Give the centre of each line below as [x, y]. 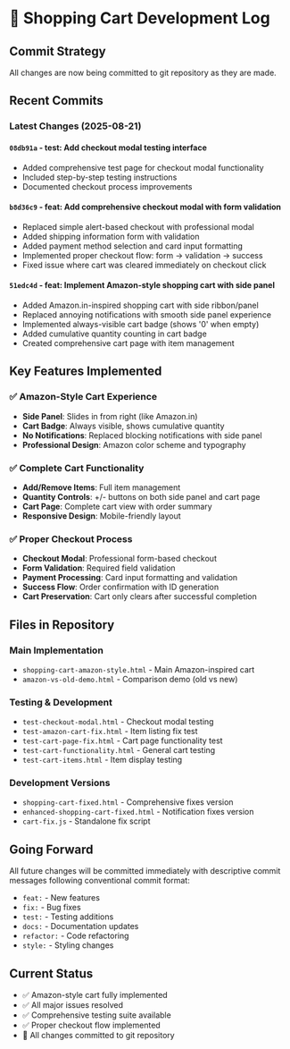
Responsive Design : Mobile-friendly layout [101, 516]
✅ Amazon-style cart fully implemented [95, 995]
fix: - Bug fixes [52, 908]
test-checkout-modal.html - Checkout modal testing [118, 722]
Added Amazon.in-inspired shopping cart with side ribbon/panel [140, 305]
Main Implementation [57, 650]
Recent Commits [57, 101]
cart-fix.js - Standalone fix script [86, 821]
